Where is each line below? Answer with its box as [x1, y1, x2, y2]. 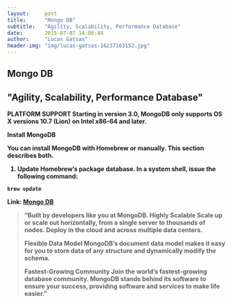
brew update [7, 186, 42, 193]
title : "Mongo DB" [7, 17, 76, 24]
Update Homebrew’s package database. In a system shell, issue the [17, 165, 216, 173]
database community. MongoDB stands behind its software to [24, 275, 206, 283]
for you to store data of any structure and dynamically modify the [24, 247, 216, 255]
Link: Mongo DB [7, 198, 54, 206]
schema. [24, 254, 51, 262]
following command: [17, 172, 78, 181]
